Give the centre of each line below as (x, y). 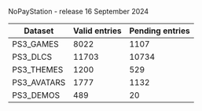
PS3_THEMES (38, 70)
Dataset (39, 31)
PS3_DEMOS (36, 95)
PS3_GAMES (35, 44)
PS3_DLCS (32, 57)
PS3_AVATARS (39, 82)
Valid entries (97, 31)
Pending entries (160, 31)
